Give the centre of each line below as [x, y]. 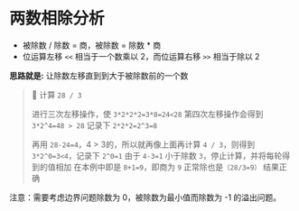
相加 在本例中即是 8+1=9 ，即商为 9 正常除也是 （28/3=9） [159, 167]
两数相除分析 [57, 18]
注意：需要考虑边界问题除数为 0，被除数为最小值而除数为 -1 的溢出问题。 [145, 197]
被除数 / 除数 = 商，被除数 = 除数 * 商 [91, 45]
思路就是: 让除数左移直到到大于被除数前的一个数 [99, 75]
